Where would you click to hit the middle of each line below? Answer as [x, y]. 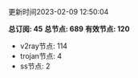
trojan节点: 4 [41, 56]
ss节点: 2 [35, 66]
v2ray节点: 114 [44, 46]
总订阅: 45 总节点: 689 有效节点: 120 [69, 29]
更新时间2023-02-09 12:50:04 [59, 12]
